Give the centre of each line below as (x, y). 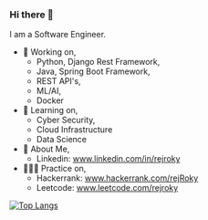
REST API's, (58, 81)
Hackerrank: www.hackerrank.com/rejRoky (117, 178)
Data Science (61, 140)
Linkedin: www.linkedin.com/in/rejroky (108, 159)
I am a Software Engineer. (58, 35)
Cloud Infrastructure (74, 130)
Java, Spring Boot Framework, (93, 71)
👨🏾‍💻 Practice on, (54, 169)
